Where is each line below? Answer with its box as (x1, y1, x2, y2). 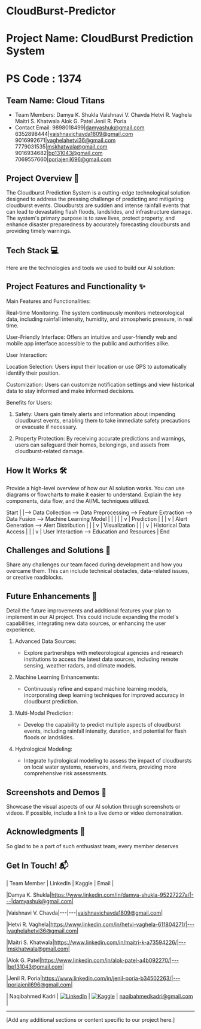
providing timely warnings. (6, 227, 72, 235)
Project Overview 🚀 (6, 173, 80, 183)
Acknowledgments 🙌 (6, 827, 86, 837)
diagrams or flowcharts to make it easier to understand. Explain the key (6, 491, 182, 498)
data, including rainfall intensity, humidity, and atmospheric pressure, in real (6, 315, 193, 323)
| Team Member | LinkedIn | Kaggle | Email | (6, 879, 114, 887)
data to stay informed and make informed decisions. (6, 387, 135, 394)
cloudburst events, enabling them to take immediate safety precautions (14, 417, 190, 424)
